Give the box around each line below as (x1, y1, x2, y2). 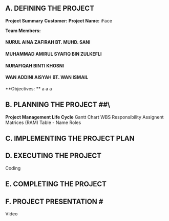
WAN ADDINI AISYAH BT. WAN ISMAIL (5, 74, 89, 81)
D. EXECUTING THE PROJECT (5, 152, 101, 160)
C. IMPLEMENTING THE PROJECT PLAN (5, 134, 135, 142)
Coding (5, 165, 21, 171)
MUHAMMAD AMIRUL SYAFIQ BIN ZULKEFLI (5, 51, 102, 57)
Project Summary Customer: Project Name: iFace (5, 17, 113, 23)
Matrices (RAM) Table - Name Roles (5, 119, 81, 126)
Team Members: (5, 28, 41, 34)
